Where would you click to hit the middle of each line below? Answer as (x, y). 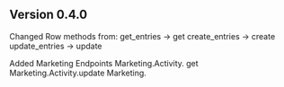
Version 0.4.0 (49, 15)
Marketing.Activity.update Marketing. (78, 73)
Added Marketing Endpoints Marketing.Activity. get (104, 63)
